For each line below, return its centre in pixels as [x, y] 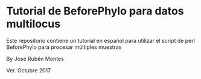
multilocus [33, 24]
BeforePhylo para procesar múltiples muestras [64, 47]
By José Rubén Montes [35, 58]
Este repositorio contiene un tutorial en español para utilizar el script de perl [101, 40]
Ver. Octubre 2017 [29, 70]
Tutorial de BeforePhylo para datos [95, 11]
